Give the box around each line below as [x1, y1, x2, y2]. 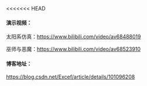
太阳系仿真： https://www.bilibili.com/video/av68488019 [6, 33, 141, 40]
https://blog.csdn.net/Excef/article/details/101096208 [6, 73, 135, 81]
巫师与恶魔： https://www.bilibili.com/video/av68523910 [6, 46, 141, 53]
